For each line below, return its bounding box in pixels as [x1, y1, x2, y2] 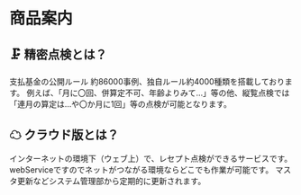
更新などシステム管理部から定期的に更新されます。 [16, 175, 206, 186]
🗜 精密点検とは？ [9, 47, 107, 62]
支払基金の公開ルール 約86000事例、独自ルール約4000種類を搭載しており [9, 76, 286, 86]
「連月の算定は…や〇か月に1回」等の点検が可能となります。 [9, 99, 232, 109]
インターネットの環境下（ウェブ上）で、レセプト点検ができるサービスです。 [9, 153, 293, 164]
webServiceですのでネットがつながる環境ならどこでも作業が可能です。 [9, 164, 274, 175]
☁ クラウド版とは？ [9, 128, 119, 143]
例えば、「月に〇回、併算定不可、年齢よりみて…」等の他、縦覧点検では [26, 87, 290, 98]
